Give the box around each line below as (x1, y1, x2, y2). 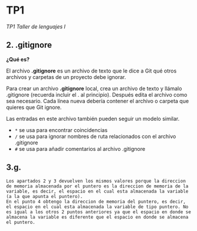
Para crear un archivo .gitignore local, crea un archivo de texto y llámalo (6, 85, 182, 92)
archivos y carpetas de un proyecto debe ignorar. (6, 73, 126, 80)
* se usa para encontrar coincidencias (14, 126, 108, 133)
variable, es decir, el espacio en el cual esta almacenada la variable (6, 188, 189, 194)
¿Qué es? (6, 55, 30, 62)
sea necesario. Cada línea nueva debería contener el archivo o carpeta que (6, 97, 189, 104)
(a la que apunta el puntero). (6, 193, 83, 199)
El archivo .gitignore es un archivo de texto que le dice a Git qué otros (6, 67, 177, 74)
